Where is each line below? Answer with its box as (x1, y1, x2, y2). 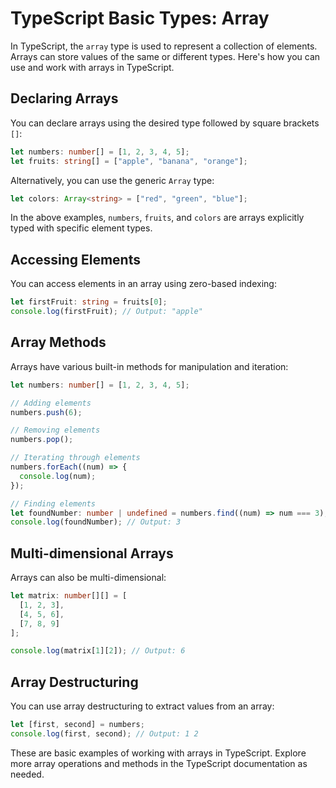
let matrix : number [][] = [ (10, 591, 128, 601)
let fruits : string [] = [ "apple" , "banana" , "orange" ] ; (10, 156, 248, 166)
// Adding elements (10, 398, 92, 408)
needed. (10, 768, 45, 780)
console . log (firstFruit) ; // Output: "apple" (10, 307, 203, 317)
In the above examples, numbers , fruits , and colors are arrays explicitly (10, 212, 305, 224)
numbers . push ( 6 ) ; (10, 407, 83, 417)
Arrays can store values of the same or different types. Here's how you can (10, 50, 321, 62)
